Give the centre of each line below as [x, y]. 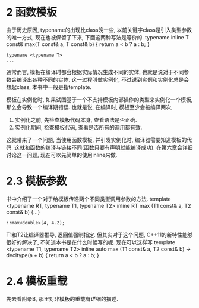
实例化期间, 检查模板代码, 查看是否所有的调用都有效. [78, 127]
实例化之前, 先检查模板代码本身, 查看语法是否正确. [76, 119]
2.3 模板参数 [37, 181]
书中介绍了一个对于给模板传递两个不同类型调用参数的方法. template [89, 199]
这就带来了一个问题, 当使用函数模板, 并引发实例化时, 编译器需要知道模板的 [97, 140]
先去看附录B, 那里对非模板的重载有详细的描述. [62, 298]
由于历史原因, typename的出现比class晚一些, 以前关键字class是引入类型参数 [99, 30]
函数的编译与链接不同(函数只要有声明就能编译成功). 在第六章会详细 [111, 147]
